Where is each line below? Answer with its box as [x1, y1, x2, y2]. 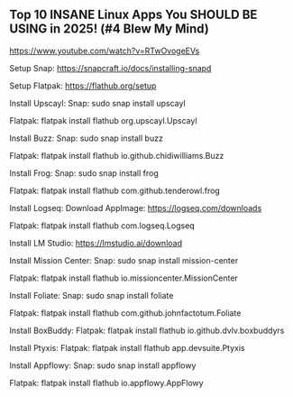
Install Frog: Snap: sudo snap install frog [9, 167, 160, 179]
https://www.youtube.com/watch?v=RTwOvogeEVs [9, 45, 200, 56]
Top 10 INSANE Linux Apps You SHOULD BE [9, 7, 258, 23]
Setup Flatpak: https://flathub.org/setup [9, 80, 157, 91]
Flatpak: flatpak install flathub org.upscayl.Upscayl [9, 115, 197, 125]
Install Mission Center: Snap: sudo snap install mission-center [9, 254, 239, 265]
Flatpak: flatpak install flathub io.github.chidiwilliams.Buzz [9, 150, 224, 161]
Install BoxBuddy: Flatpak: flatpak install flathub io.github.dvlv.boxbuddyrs [9, 325, 285, 336]
